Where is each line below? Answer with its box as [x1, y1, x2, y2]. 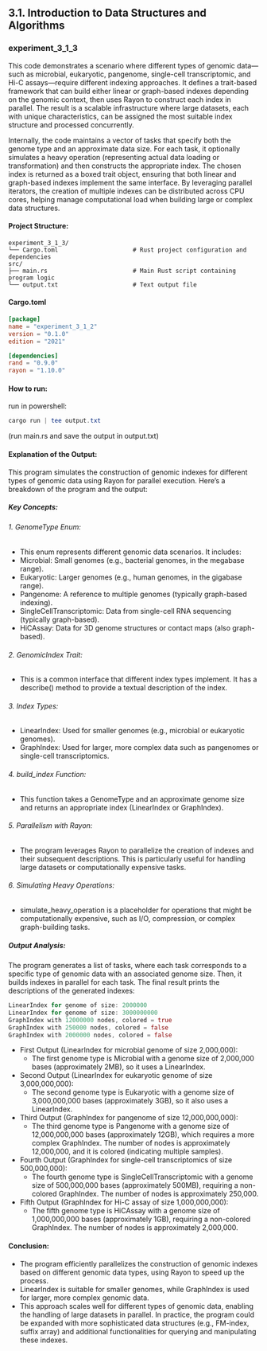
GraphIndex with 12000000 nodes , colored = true [8, 1016, 172, 1024]
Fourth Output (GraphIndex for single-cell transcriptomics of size [19, 1155, 233, 1165]
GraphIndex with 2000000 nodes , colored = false [8, 1031, 172, 1039]
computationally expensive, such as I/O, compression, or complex [19, 914, 236, 923]
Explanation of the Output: [8, 449, 98, 459]
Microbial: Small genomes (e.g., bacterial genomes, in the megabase [19, 556, 245, 565]
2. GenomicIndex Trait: [8, 650, 83, 659]
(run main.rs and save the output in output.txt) [8, 431, 159, 441]
